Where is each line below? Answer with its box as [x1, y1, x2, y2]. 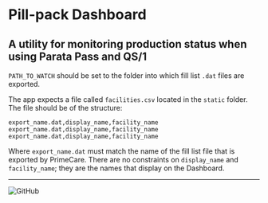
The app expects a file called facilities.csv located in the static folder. [8, 95, 248, 104]
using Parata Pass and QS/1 [8, 49, 148, 63]
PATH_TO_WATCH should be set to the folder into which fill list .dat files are [8, 71, 245, 80]
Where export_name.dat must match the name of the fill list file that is [8, 146, 235, 156]
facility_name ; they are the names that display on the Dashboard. [8, 163, 225, 173]
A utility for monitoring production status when [8, 37, 247, 51]
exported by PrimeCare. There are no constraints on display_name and [8, 155, 239, 164]
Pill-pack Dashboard [8, 6, 147, 24]
